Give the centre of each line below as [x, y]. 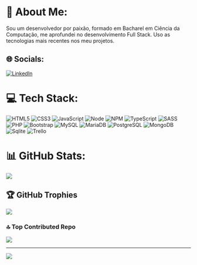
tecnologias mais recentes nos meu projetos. [60, 41]
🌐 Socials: [25, 59]
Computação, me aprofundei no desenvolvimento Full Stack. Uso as [88, 34]
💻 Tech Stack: [42, 98]
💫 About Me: [37, 12]
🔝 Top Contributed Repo [41, 227]
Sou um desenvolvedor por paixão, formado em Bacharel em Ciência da [93, 28]
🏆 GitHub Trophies [42, 195]
